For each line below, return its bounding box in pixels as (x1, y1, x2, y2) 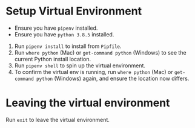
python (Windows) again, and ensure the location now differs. (36, 75, 190, 82)
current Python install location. (14, 55, 91, 62)
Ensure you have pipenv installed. (14, 24, 98, 32)
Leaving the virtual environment (5, 96, 170, 110)
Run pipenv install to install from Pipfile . (14, 42, 122, 50)
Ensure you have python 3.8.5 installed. (14, 30, 114, 38)
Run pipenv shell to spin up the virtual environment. (14, 62, 146, 69)
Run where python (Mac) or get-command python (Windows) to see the (14, 49, 187, 56)
